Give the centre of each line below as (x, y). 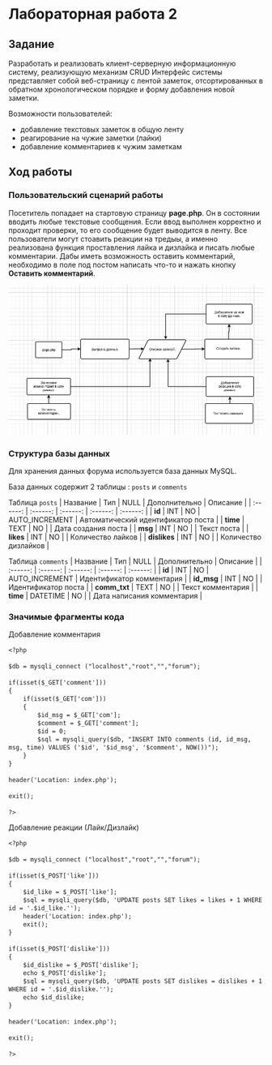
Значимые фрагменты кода (66, 616)
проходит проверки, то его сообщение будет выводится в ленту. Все (128, 230)
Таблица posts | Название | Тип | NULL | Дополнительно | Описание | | (130, 502)
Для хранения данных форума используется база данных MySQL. (123, 470)
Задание (32, 44)
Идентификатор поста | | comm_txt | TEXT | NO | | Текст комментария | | (134, 587)
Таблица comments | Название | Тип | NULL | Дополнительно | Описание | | (135, 561)
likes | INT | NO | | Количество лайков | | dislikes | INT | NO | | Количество (135, 537)
